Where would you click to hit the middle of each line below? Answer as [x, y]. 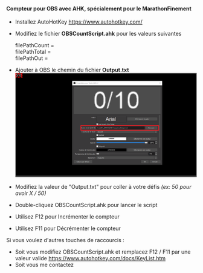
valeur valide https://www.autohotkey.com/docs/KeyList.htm [90, 258]
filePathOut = [31, 58]
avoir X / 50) [31, 193]
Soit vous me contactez [44, 265]
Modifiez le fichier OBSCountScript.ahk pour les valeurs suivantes [98, 34]
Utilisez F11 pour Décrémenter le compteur [68, 228]
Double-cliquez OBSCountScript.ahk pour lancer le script [86, 205]
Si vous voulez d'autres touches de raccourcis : [66, 240]
